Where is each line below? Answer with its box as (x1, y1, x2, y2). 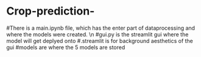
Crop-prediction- (6, 4, 95, 18)
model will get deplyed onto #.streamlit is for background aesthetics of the (6, 37, 194, 44)
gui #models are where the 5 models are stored (6, 44, 125, 51)
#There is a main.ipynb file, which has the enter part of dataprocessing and (6, 24, 196, 32)
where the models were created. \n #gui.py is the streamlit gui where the (6, 30, 189, 38)
